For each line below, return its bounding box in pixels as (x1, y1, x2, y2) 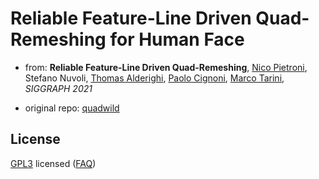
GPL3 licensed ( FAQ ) (10, 157, 97, 169)
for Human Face (109, 28, 245, 51)
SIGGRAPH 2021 (24, 82, 93, 94)
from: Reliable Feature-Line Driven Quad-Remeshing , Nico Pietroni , (24, 61, 308, 73)
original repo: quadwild (24, 102, 120, 114)
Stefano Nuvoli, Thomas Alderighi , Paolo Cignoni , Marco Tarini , (24, 72, 285, 84)
